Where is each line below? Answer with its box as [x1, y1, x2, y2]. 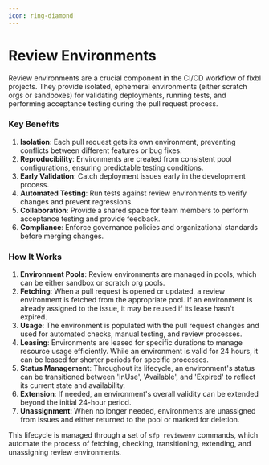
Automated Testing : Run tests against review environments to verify [19, 188, 247, 198]
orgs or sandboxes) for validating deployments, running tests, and [8, 90, 226, 100]
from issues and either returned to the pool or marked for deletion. [19, 415, 240, 425]
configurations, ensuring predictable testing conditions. [19, 163, 204, 172]
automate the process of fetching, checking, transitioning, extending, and [8, 439, 251, 449]
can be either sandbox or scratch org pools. [19, 278, 165, 288]
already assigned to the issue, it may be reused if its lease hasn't [19, 303, 234, 314]
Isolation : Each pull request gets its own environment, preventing [19, 137, 236, 146]
